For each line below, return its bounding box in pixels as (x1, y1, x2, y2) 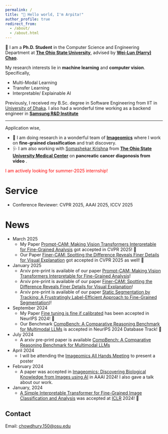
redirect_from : (5, 21, 37, 26)
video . (12, 158, 27, 164)
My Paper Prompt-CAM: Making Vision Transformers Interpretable (19, 241, 156, 247)
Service (5, 185, 38, 196)
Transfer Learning (12, 85, 50, 90)
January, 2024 (12, 384, 43, 390)
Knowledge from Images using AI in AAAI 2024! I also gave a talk (19, 373, 154, 380)
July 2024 (12, 331, 34, 337)
